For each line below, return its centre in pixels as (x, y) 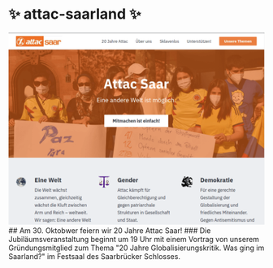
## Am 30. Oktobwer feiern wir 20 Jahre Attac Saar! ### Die (110, 230)
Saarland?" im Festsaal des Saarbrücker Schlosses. (95, 256)
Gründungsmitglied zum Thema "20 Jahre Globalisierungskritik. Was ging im (136, 248)
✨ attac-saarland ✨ (75, 14)
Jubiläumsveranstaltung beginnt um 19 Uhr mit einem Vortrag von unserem (134, 239)
